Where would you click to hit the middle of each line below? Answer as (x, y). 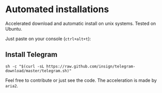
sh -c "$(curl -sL (25, 66)
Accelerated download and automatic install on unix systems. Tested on (81, 23)
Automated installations (57, 9)
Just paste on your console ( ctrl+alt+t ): (48, 39)
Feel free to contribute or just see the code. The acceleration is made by (81, 80)
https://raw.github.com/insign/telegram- (91, 66)
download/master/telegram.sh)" (38, 71)
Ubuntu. (14, 28)
